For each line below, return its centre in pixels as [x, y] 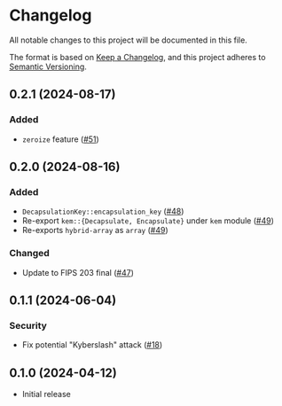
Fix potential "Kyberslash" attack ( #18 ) [92, 345]
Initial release [46, 394]
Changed [30, 254]
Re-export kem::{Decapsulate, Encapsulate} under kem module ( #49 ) [148, 221]
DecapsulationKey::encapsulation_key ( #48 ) [103, 211]
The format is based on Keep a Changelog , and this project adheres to [137, 57]
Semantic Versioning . [48, 66]
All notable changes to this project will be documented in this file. [129, 40]
